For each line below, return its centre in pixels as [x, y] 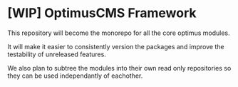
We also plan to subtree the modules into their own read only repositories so [119, 68]
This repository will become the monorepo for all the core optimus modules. [119, 33]
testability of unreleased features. [57, 54]
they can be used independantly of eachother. [75, 76]
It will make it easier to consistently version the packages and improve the [116, 46]
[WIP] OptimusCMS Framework [102, 13]
